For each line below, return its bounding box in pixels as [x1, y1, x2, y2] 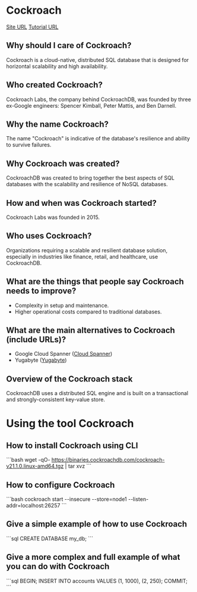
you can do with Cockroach [6, 562, 110, 572]
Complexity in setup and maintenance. [14, 302, 109, 309]
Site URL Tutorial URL [6, 23, 59, 30]
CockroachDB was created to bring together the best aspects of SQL [6, 174, 175, 181]
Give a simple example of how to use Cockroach [6, 519, 188, 530]
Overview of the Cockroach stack [6, 374, 133, 384]
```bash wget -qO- [6, 456, 50, 463]
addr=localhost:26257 [6, 502, 61, 509]
